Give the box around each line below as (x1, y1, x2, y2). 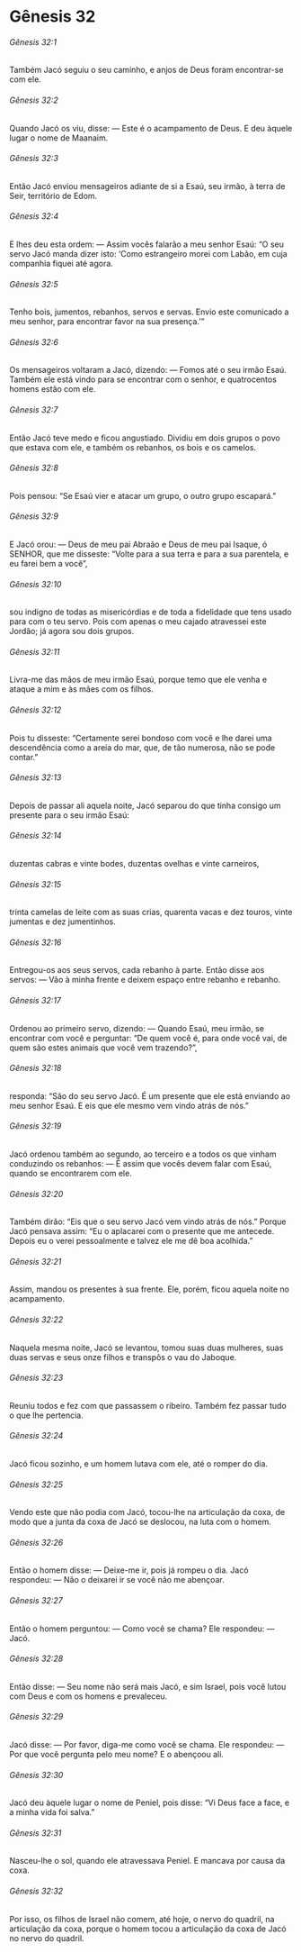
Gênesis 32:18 (9, 1063, 62, 1074)
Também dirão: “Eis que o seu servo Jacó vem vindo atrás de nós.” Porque (9, 1216, 287, 1227)
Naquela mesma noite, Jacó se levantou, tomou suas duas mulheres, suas (9, 1342, 284, 1353)
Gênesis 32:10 (9, 578, 62, 589)
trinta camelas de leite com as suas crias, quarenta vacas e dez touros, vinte (9, 907, 293, 918)
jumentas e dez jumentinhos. (9, 916, 117, 927)
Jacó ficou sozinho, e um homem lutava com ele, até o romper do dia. (9, 1458, 268, 1469)
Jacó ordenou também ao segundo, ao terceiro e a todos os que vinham (9, 1149, 277, 1159)
